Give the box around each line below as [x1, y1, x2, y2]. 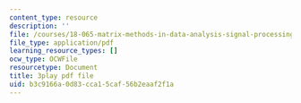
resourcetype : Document [9, 64, 99, 73]
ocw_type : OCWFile [9, 55, 78, 64]
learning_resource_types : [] [9, 47, 118, 56]
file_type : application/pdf [9, 38, 115, 47]
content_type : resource [9, 13, 99, 22]
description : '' [9, 21, 70, 30]
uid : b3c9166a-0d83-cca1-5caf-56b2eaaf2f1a [9, 80, 175, 89]
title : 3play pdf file [9, 72, 94, 81]
